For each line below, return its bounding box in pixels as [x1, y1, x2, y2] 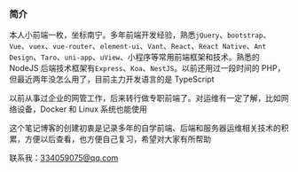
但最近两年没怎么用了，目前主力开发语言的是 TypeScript [9, 74, 215, 85]
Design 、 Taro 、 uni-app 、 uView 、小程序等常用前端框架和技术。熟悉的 [9, 51, 260, 63]
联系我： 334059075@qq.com [9, 152, 119, 163]
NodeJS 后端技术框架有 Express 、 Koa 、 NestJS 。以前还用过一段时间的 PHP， [9, 63, 286, 74]
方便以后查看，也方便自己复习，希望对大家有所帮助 [24, 134, 211, 145]
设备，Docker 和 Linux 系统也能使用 [16, 104, 148, 114]
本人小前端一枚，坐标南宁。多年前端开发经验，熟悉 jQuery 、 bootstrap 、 [9, 29, 271, 41]
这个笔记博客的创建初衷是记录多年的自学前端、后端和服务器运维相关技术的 [9, 122, 281, 134]
